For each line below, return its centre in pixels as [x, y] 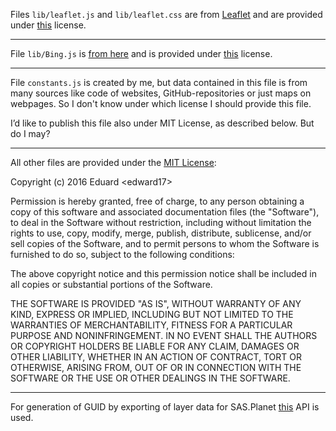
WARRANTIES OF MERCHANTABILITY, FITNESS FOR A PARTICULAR [151, 325]
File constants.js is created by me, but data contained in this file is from [159, 82]
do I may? [30, 133]
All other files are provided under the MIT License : [113, 162]
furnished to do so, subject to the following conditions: [122, 254]
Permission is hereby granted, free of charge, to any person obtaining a [157, 201]
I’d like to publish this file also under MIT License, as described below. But [162, 123]
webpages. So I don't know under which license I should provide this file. [161, 103]
